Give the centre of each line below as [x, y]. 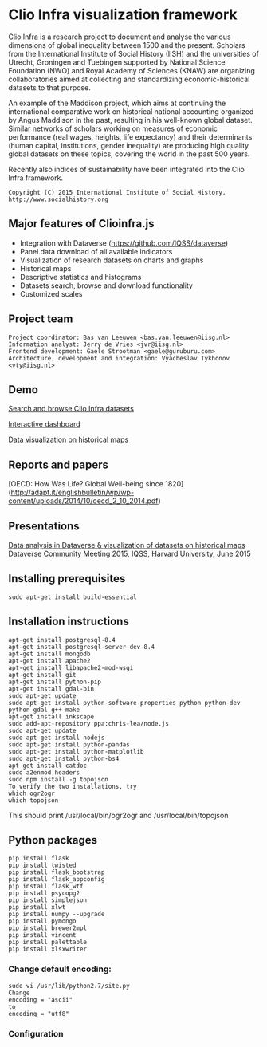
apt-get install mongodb [49, 654]
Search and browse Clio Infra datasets [71, 409]
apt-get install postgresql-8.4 [62, 640]
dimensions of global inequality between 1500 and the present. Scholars [127, 45]
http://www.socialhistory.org [59, 199]
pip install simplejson [48, 900]
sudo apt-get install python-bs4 [64, 758]
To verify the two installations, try [73, 786]
